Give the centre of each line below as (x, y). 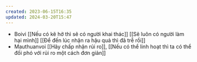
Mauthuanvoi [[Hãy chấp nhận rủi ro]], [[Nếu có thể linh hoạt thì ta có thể (103, 46)
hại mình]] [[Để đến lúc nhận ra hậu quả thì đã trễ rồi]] (80, 40)
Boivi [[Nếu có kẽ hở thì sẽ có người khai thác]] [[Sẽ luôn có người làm (99, 34)
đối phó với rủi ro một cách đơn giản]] (60, 53)
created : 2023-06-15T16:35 (39, 12)
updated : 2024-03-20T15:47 (39, 17)
